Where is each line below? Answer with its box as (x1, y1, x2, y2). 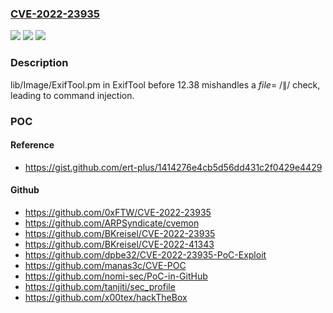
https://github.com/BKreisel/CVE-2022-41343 (24, 238, 215, 250)
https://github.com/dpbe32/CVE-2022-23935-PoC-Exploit (24, 248, 267, 261)
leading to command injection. (10, 89, 135, 101)
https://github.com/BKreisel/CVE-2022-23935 (24, 227, 216, 239)
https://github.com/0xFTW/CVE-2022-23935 (24, 206, 212, 218)
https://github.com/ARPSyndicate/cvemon (24, 217, 200, 229)
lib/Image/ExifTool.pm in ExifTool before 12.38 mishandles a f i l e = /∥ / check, (10, 78, 321, 91)
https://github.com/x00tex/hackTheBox (24, 291, 188, 303)
